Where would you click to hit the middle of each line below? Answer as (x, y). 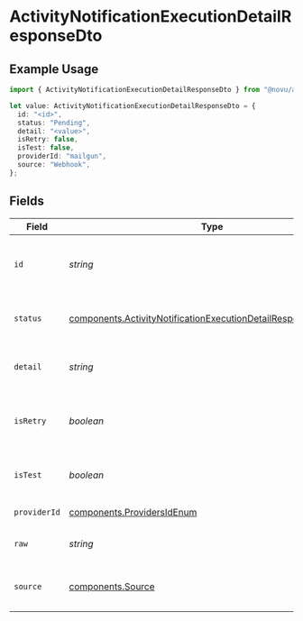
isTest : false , (46, 148)
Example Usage (54, 69)
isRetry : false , (48, 140)
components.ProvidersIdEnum (133, 512)
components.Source (112, 586)
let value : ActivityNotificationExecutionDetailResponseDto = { (133, 105)
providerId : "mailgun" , (62, 156)
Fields (27, 201)
